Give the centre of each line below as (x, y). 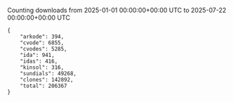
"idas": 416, (39, 61)
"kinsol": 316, (42, 68)
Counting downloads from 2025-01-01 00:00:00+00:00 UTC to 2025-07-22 (117, 10)
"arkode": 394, (42, 37)
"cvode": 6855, (42, 43)
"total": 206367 (44, 86)
